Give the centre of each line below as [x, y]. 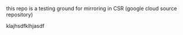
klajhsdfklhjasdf [25, 26]
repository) [20, 15]
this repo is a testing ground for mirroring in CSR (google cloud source [91, 8]
